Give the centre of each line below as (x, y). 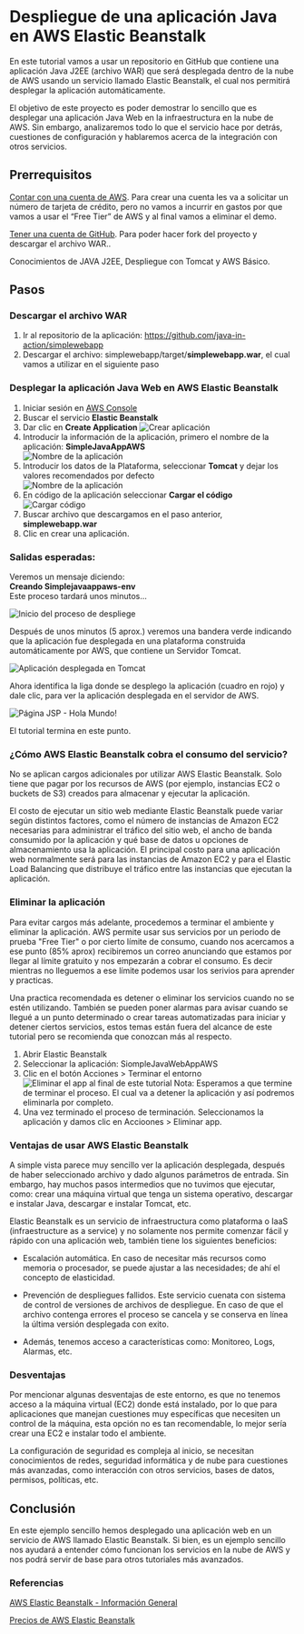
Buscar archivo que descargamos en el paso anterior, (123, 514)
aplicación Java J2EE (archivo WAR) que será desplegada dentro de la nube (152, 71)
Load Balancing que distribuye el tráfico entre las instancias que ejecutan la (151, 869)
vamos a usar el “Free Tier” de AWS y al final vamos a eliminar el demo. (143, 216)
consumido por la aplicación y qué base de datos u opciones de (129, 840)
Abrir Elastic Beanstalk (64, 1054)
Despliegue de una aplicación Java (143, 17)
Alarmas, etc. (47, 1351)
